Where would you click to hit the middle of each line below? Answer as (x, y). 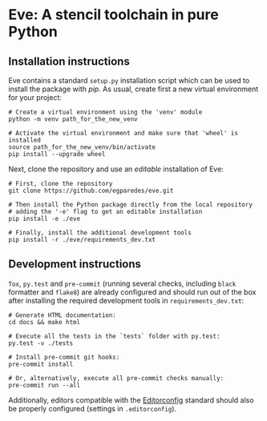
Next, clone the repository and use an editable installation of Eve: (116, 169)
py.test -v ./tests (41, 343)
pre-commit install (41, 364)
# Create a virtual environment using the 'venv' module (105, 112)
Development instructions (75, 265)
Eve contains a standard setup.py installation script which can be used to (129, 80)
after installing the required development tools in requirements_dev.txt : (126, 300)
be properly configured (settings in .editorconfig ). (93, 408)
